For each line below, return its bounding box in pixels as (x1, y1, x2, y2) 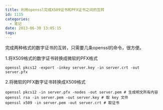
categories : (5, 16, 30, 21)
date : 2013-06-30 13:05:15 (5, 26, 61, 31)
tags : (5, 30, 16, 35)
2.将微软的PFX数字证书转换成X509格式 (5, 79, 86, 85)
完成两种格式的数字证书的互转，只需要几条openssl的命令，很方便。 (5, 45, 144, 50)
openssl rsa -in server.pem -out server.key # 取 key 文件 (5, 95, 128, 100)
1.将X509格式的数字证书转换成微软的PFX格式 (5, 55, 98, 61)
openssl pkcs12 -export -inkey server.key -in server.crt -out (5, 65, 140, 70)
